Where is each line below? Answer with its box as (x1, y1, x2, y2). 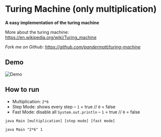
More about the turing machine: (5, 29, 69, 35)
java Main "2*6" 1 (5, 127, 43, 132)
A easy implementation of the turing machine (5, 20, 100, 26)
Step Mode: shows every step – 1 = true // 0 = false (12, 104, 116, 110)
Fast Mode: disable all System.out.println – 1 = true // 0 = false (12, 109, 140, 115)
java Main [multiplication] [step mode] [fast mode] (5, 118, 115, 123)
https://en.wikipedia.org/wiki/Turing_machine (5, 34, 97, 40)
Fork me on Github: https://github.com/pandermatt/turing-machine (5, 44, 141, 50)
